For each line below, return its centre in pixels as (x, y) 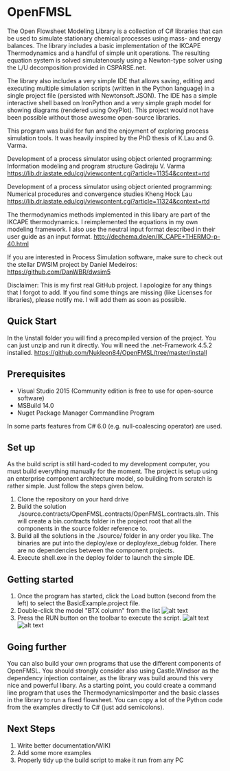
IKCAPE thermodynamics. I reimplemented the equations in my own (103, 221)
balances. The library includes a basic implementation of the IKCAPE (104, 45)
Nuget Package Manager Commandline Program (85, 413)
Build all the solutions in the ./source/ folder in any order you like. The (115, 536)
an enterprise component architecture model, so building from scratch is (110, 479)
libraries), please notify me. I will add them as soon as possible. (97, 299)
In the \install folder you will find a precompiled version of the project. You (112, 338)
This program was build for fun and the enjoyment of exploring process (108, 131)
